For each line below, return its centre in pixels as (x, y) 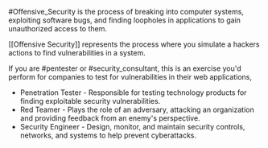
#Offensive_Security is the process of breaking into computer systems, (126, 12)
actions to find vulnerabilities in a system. (77, 53)
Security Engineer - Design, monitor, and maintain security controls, (132, 127)
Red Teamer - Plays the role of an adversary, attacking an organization (137, 109)
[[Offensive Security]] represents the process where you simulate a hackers (134, 44)
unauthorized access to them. (58, 29)
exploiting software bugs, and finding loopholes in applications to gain (125, 20)
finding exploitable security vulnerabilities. (90, 101)
